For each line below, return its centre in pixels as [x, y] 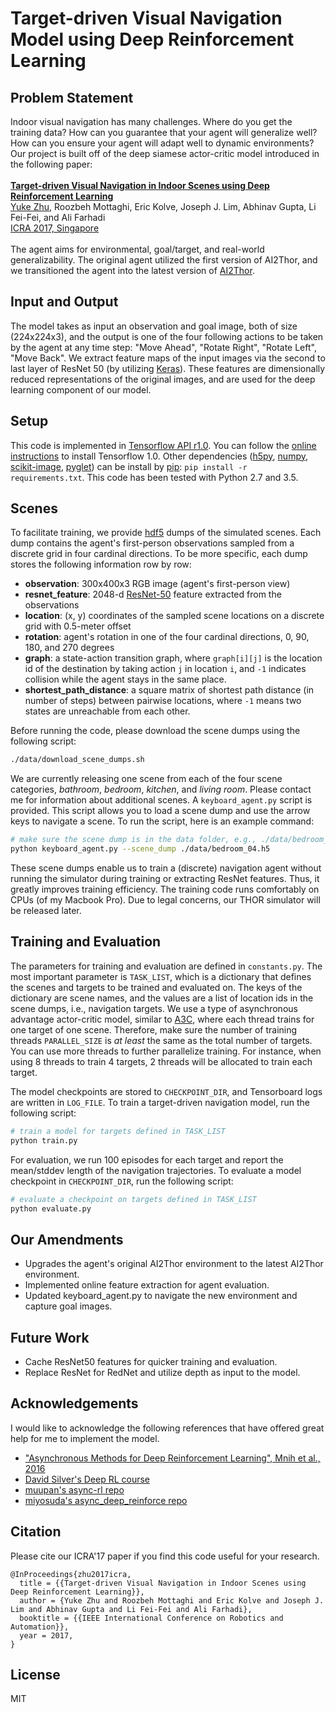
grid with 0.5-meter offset [78, 626]
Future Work [50, 1337]
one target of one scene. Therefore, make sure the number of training [154, 1029]
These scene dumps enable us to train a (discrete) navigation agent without [166, 868]
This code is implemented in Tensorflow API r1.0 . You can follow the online [163, 445]
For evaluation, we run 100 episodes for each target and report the [147, 1159]
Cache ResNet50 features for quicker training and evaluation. [151, 1361]
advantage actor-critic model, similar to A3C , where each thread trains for [162, 1019]
